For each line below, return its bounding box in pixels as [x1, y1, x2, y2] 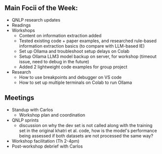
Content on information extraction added [19, 32, 102, 38]
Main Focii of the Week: [4, 4, 78, 12]
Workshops [11, 27, 35, 33]
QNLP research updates [11, 17, 61, 23]
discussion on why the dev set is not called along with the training [19, 122, 153, 128]
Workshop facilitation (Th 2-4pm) [11, 138, 80, 144]
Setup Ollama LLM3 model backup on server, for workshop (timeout [19, 53, 157, 59]
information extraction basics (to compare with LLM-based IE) [19, 43, 145, 49]
